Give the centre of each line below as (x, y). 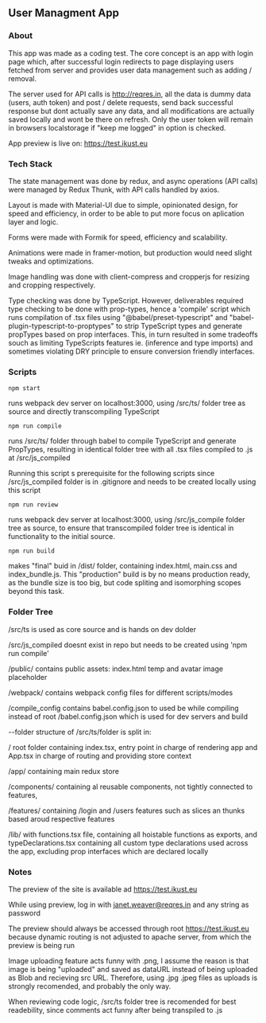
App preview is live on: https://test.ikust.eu (78, 143)
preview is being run (42, 945)
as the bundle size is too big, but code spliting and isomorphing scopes (125, 583)
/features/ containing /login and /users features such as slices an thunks (127, 810)
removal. (23, 78)
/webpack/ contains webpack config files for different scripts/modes (121, 693)
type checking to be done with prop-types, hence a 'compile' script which (129, 309)
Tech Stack (31, 164)
